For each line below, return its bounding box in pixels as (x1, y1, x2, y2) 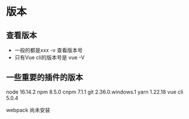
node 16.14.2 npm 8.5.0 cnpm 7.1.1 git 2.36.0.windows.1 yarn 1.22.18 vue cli (6, 88, 183, 95)
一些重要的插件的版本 (6, 73, 83, 82)
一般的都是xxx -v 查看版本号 (14, 47, 83, 53)
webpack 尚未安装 (6, 106, 51, 113)
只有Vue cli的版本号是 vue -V (14, 54, 85, 61)
